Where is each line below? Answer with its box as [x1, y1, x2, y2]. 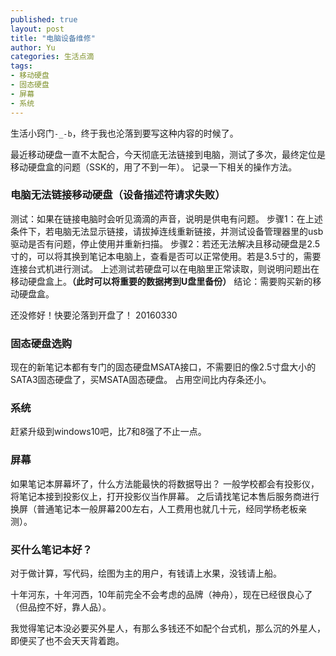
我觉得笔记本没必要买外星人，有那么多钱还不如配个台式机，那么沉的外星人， [10, 622, 326, 634]
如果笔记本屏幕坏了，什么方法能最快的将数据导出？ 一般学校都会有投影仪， [10, 477, 320, 490]
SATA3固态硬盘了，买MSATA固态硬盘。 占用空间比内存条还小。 [10, 374, 272, 386]
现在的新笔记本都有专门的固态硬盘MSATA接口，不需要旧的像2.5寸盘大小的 [10, 361, 317, 373]
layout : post [10, 24, 65, 34]
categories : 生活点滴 [10, 52, 95, 62]
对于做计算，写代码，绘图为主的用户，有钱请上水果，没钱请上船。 [10, 567, 282, 579]
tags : [10, 61, 33, 71]
